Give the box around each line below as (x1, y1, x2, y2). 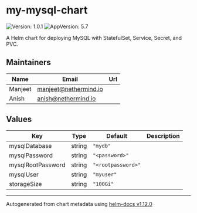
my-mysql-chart (6, 4, 88, 17)
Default (106, 131, 128, 140)
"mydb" (93, 142, 111, 149)
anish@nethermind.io (37, 94, 96, 103)
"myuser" (93, 171, 117, 178)
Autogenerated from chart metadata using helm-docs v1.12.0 (6, 200, 152, 207)
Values (6, 114, 32, 124)
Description (146, 131, 180, 140)
